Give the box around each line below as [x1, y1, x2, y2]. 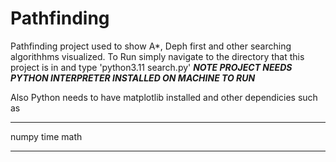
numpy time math [10, 130, 83, 142]
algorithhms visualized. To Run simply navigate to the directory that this [10, 50, 305, 62]
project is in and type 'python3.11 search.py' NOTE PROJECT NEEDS [10, 61, 293, 73]
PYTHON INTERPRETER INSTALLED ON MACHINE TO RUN [10, 72, 256, 84]
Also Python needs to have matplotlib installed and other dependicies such [10, 91, 318, 103]
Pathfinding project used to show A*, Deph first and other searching [10, 40, 292, 52]
